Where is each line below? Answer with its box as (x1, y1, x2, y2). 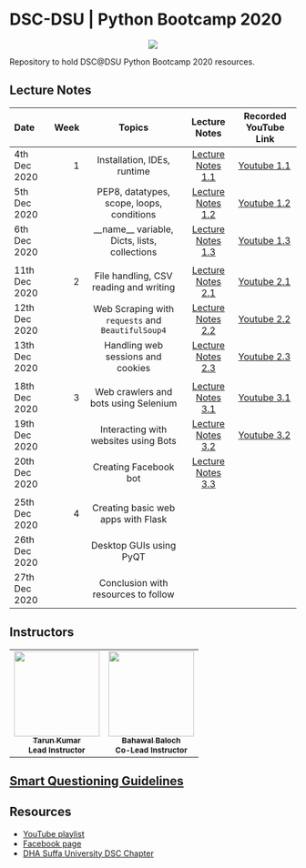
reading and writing (92, 280, 176, 293)
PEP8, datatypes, (97, 185, 171, 197)
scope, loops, (104, 197, 163, 209)
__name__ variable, (93, 223, 174, 236)
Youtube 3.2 (238, 429, 291, 441)
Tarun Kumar (32, 735, 82, 746)
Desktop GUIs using (90, 539, 177, 551)
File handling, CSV (94, 269, 173, 282)
